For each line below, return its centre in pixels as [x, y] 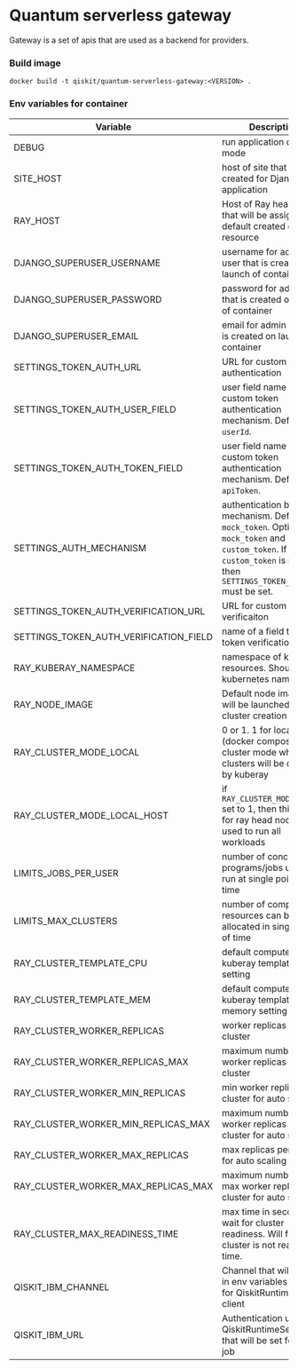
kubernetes [245, 678]
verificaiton [245, 616]
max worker [246, 1186]
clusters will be [253, 763]
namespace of [251, 656]
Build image [35, 63]
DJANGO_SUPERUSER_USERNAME [87, 263]
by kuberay [245, 774]
